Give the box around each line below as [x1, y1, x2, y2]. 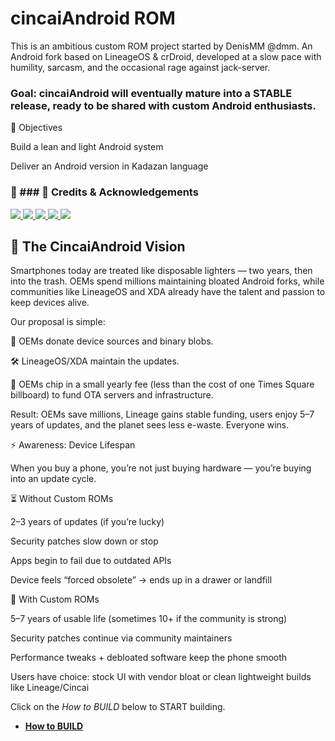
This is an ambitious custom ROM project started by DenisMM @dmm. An [10, 40, 313, 52]
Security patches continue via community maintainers [10, 632, 233, 644]
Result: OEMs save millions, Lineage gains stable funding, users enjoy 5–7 [10, 408, 315, 421]
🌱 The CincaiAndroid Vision [10, 238, 186, 255]
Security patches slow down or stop [10, 535, 159, 547]
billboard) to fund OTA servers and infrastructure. [10, 389, 214, 401]
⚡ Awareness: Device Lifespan [10, 439, 136, 451]
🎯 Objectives [10, 122, 63, 134]
